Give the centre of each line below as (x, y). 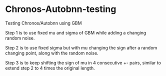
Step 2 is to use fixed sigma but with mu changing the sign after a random (81, 47)
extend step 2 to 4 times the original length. (50, 68)
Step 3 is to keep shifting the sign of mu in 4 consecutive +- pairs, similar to (83, 62)
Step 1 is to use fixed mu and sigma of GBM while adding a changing (76, 32)
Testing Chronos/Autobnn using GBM (43, 23)
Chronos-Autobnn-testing (61, 9)
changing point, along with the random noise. (52, 53)
